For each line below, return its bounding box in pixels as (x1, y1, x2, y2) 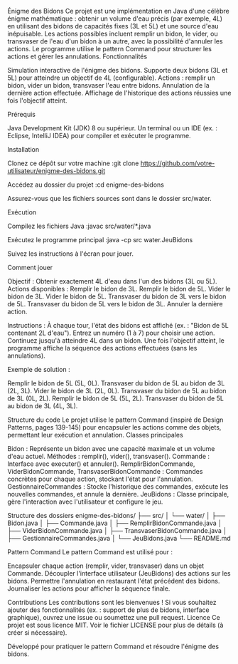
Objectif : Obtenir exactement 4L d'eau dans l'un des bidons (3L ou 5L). (7, 277, 217, 285)
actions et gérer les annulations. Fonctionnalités (7, 52, 148, 61)
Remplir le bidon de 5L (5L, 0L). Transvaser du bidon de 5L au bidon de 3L (7, 379, 225, 388)
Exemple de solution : (7, 365, 70, 373)
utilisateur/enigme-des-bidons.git (7, 167, 106, 175)
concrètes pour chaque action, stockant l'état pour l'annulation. (7, 474, 193, 483)
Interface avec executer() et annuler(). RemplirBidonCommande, (7, 460, 195, 468)
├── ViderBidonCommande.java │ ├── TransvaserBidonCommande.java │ (7, 526, 227, 534)
